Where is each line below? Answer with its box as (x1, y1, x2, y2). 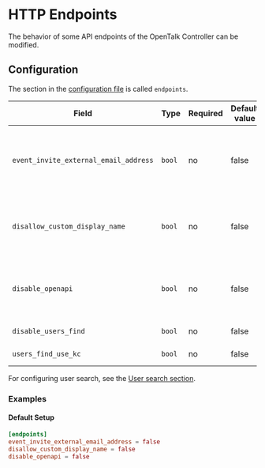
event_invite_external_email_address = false (8, 437, 160, 446)
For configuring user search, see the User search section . (8, 373, 196, 383)
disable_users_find (12, 326, 85, 335)
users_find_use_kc (12, 349, 81, 358)
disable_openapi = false (8, 452, 90, 460)
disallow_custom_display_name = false (8, 445, 136, 453)
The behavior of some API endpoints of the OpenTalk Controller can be (8, 32, 239, 41)
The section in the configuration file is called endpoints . (8, 84, 188, 93)
